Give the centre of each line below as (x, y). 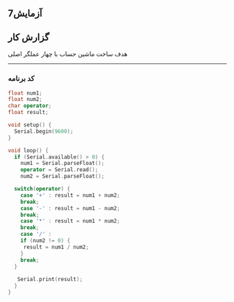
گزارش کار (28, 37)
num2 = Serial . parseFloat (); (62, 176)
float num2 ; (25, 100)
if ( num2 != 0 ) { (45, 241)
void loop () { (28, 150)
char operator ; (30, 106)
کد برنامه (21, 79)
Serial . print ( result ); (50, 280)
